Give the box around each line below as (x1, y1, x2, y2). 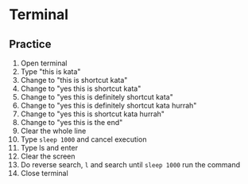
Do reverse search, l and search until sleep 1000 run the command (20, 160, 241, 169)
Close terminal (20, 169, 68, 178)
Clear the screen (20, 151, 76, 161)
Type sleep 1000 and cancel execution (20, 135, 147, 144)
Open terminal (20, 58, 68, 68)
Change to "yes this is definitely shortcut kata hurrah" (20, 101, 197, 110)
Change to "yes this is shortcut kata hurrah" (20, 109, 165, 119)
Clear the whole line (20, 126, 87, 135)
